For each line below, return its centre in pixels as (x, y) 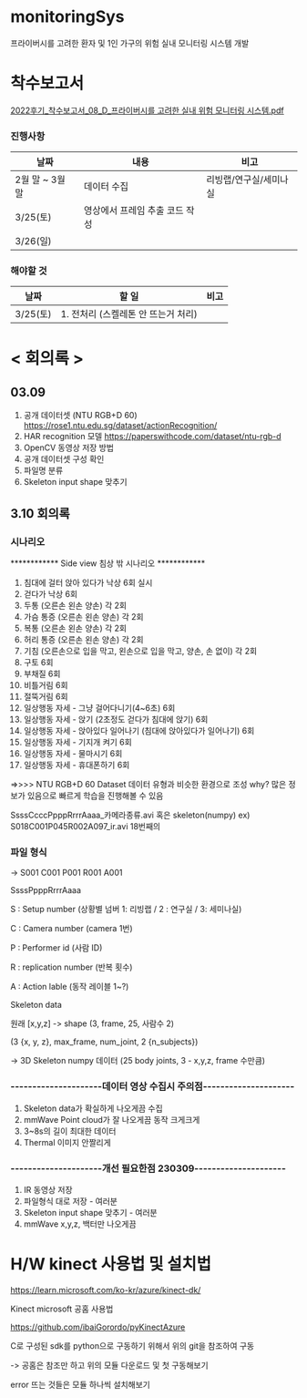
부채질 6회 (42, 674)
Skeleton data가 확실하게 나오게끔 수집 (93, 1108)
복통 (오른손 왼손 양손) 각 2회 (75, 628)
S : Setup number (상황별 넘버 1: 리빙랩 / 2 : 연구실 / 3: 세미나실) (126, 910)
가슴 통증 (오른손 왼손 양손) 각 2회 (83, 617)
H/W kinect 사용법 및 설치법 (111, 1264)
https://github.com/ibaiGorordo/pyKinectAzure (98, 1327)
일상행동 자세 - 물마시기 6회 (73, 754)
